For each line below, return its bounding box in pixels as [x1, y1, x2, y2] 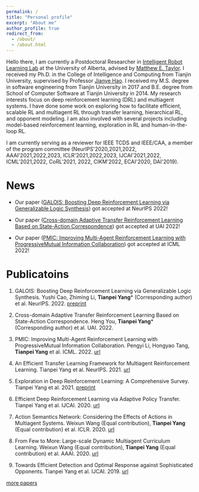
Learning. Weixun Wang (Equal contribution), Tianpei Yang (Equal [14, 443, 176, 450]
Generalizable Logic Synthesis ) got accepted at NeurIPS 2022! [14, 204, 168, 212]
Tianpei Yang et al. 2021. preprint [14, 384, 96, 391]
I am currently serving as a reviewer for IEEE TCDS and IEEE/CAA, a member [6, 139, 193, 146]
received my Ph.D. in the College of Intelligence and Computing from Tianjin [6, 71, 191, 78]
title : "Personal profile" [6, 14, 73, 20]
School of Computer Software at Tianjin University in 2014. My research [6, 90, 182, 97]
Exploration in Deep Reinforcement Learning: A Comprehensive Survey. [14, 377, 190, 384]
